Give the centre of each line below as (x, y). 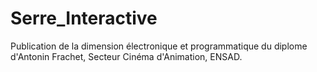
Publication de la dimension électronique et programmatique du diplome (159, 46)
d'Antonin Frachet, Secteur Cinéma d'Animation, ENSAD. (126, 56)
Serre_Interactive (84, 18)
